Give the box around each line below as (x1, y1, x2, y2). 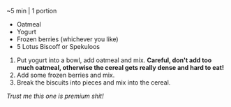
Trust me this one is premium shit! (6, 92, 104, 100)
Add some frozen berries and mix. (16, 71, 115, 79)
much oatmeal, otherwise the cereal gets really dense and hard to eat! (16, 64, 225, 71)
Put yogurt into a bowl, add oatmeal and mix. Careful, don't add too (16, 56, 212, 64)
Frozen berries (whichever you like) (16, 35, 119, 43)
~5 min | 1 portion (6, 7, 57, 15)
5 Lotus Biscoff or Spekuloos (16, 43, 100, 50)
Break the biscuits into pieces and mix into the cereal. (16, 78, 171, 87)
